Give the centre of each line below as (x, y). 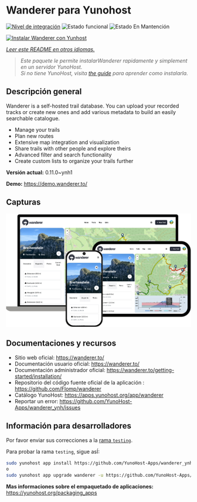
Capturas (23, 203)
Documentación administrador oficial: (60, 370)
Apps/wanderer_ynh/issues (47, 407)
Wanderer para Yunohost (69, 10)
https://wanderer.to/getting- (140, 370)
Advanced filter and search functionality (63, 155)
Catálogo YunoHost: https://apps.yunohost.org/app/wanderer (89, 395)
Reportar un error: (36, 401)
